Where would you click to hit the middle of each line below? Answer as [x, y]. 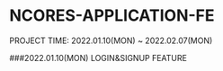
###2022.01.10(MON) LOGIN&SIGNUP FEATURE [98, 58]
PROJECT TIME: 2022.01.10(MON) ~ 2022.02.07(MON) [111, 40]
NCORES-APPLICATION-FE [112, 16]
